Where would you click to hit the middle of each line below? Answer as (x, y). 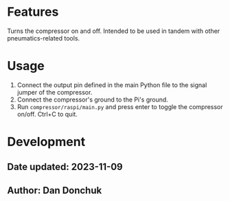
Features (33, 12)
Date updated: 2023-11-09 (65, 167)
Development (46, 142)
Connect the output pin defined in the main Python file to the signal (112, 85)
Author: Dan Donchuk (55, 190)
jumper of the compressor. (55, 92)
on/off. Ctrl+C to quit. (47, 114)
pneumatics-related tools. (44, 38)
